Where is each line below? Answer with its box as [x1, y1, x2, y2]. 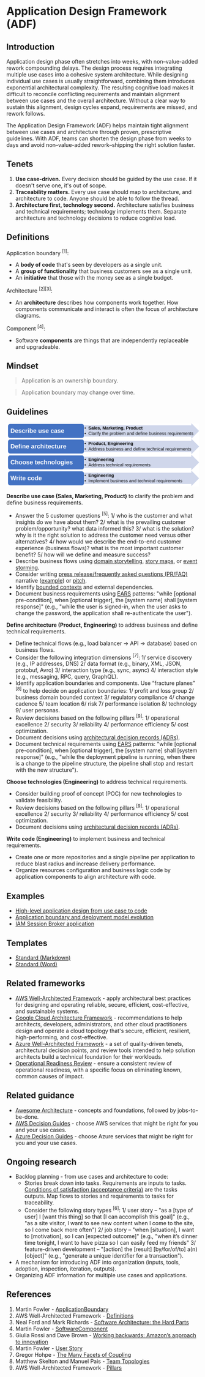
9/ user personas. [15, 707, 60, 714]
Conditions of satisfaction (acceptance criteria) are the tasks [24, 1186, 177, 1193]
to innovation [15, 1338, 48, 1345]
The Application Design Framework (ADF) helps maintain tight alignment [6, 122, 188, 129]
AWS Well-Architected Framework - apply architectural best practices [15, 994, 192, 1002]
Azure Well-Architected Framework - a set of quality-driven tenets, [15, 1040, 184, 1047]
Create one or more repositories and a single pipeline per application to [15, 854, 195, 861]
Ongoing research [6, 1157, 77, 1167]
